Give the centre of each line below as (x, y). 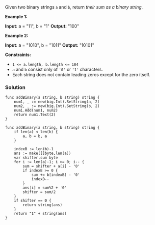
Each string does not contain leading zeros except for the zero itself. (81, 75)
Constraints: (18, 55)
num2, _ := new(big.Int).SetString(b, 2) (57, 106)
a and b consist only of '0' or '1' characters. (57, 69)
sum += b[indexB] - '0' (55, 175)
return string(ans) (43, 205)
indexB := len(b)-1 (34, 149)
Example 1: (16, 16)
